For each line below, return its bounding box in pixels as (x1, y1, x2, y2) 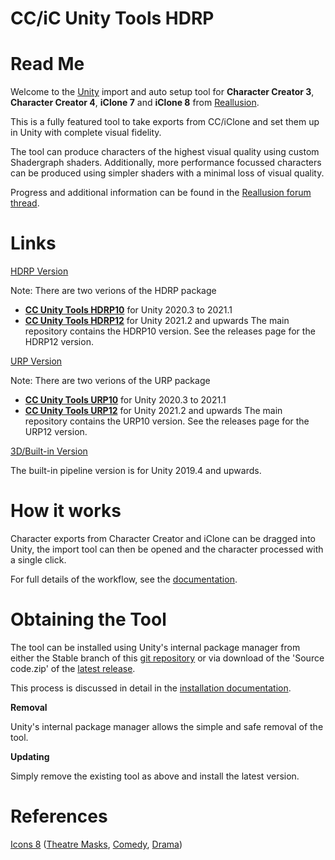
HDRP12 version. (24, 336, 94, 348)
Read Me (10, 53, 85, 76)
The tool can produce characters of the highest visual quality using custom (10, 146, 320, 158)
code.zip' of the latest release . (10, 662, 136, 674)
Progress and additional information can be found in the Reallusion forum (10, 187, 312, 199)
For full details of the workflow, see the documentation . (10, 573, 238, 585)
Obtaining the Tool (10, 608, 167, 631)
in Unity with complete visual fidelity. (10, 127, 162, 139)
